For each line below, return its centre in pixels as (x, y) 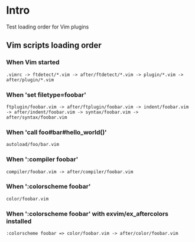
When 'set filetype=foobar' (46, 94)
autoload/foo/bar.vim (33, 145)
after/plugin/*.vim (30, 80)
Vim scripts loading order (54, 45)
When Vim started (33, 62)
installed (19, 221)
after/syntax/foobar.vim (37, 117)
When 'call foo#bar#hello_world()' (57, 132)
